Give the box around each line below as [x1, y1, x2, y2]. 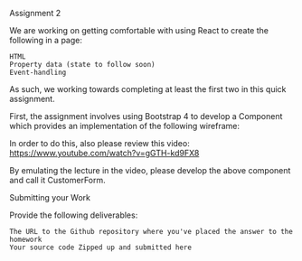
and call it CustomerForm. [9, 175, 106, 185]
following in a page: [9, 35, 83, 45]
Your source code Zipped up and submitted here [9, 243, 193, 252]
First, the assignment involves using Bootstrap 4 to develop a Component [9, 111, 283, 121]
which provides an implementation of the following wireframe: [9, 121, 241, 131]
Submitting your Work [9, 192, 90, 202]
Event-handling [9, 68, 67, 77]
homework [9, 235, 42, 244]
